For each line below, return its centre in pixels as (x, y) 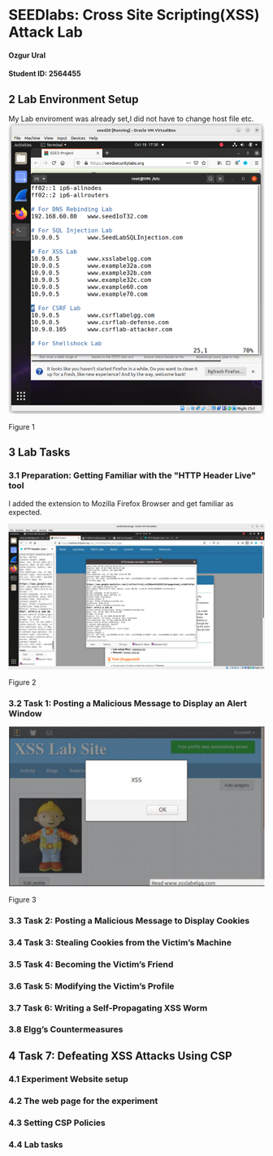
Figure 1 (22, 426)
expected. (25, 512)
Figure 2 (22, 682)
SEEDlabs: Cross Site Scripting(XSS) (134, 15)
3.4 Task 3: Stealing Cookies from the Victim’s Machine (120, 942)
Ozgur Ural (27, 55)
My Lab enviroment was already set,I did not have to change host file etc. (131, 119)
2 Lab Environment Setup (74, 99)
